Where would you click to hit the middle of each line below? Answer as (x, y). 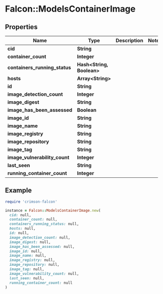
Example (18, 190)
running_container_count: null (41, 283)
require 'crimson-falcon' (31, 202)
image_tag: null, (27, 269)
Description (130, 41)
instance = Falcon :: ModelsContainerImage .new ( (53, 210)
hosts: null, (23, 229)
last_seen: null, (27, 278)
